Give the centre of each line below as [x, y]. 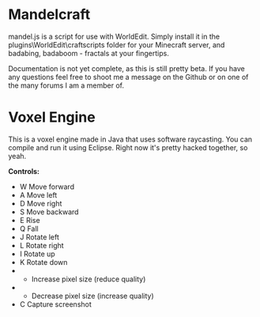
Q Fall [29, 228]
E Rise [30, 220]
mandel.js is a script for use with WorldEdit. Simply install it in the [114, 36]
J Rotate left [39, 237]
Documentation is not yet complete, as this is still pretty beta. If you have [126, 68]
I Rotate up [37, 254]
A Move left [38, 194]
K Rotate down [43, 262]
